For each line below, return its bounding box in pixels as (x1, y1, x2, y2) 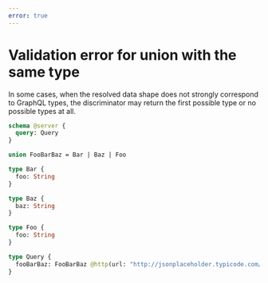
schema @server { (8, 121, 66, 130)
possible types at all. (8, 106, 77, 116)
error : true (8, 11, 48, 20)
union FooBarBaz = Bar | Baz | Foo (8, 151, 127, 159)
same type (8, 63, 80, 81)
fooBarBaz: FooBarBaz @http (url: (15, 260, 127, 268)
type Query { (8, 253, 52, 261)
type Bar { (8, 165, 45, 174)
